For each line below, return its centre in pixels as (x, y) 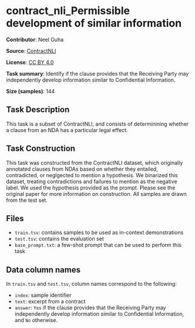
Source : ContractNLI (31, 50)
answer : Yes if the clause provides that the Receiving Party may (90, 308)
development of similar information (94, 23)
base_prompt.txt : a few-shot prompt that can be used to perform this (98, 245)
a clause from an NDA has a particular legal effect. (67, 130)
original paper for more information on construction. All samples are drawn (96, 194)
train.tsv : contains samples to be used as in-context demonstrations (99, 232)
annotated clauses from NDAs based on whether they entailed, (82, 169)
